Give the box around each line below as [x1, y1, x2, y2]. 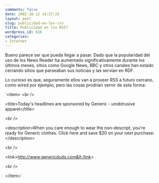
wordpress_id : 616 [5, 30, 42, 34]
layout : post [5, 16, 32, 21]
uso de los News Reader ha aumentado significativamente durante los [5, 57, 145, 63]
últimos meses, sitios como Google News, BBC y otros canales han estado [5, 62, 154, 68]
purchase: [134, 130, 155, 136]
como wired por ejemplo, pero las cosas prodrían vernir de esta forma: [5, 82, 146, 88]
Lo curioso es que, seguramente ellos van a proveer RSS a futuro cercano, [5, 77, 154, 83]
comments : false [5, 7, 38, 12]
